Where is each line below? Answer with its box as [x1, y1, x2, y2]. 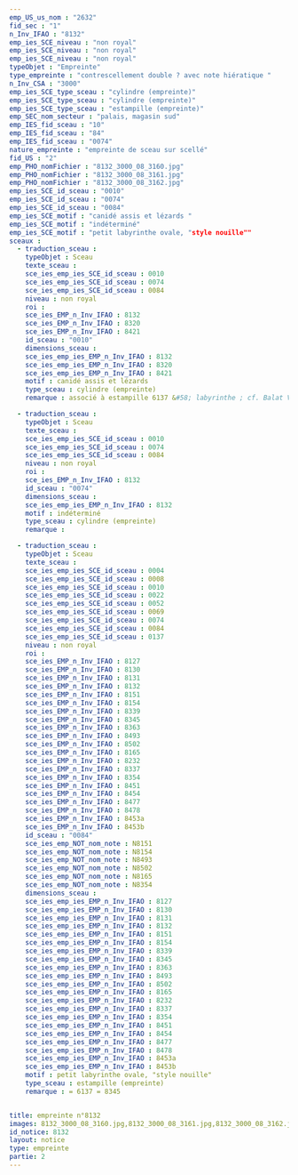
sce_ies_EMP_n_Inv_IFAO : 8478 [25, 806, 141, 815]
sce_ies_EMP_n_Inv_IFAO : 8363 [25, 723, 141, 732]
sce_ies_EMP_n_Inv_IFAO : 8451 [25, 781, 141, 790]
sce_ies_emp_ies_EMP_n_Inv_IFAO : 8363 [25, 962, 173, 972]
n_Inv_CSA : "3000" [9, 79, 82, 88]
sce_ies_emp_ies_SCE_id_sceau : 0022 [25, 591, 165, 600]
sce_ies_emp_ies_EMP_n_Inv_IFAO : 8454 [25, 1029, 173, 1038]
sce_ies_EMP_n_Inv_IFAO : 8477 [25, 798, 141, 807]
